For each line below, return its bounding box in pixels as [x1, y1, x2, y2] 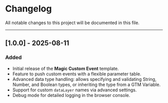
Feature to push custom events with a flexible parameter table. [12, 71, 141, 77]
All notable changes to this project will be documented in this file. [5, 20, 140, 26]
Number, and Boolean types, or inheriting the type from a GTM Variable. [12, 81, 161, 87]
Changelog [5, 3, 52, 15]
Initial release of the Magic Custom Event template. [12, 65, 119, 71]
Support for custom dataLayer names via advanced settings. [12, 86, 137, 93]
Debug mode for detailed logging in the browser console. [12, 92, 130, 98]
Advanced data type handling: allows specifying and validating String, [12, 76, 156, 82]
